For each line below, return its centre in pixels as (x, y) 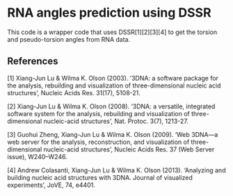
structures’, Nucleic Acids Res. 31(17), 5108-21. (74, 92)
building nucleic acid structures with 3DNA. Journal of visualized (100, 177)
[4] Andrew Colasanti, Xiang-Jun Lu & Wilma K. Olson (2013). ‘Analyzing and (116, 170)
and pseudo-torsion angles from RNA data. (69, 39)
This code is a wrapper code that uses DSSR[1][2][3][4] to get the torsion (112, 32)
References (33, 62)
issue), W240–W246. (37, 156)
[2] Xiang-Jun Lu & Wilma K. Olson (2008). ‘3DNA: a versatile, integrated (111, 106)
